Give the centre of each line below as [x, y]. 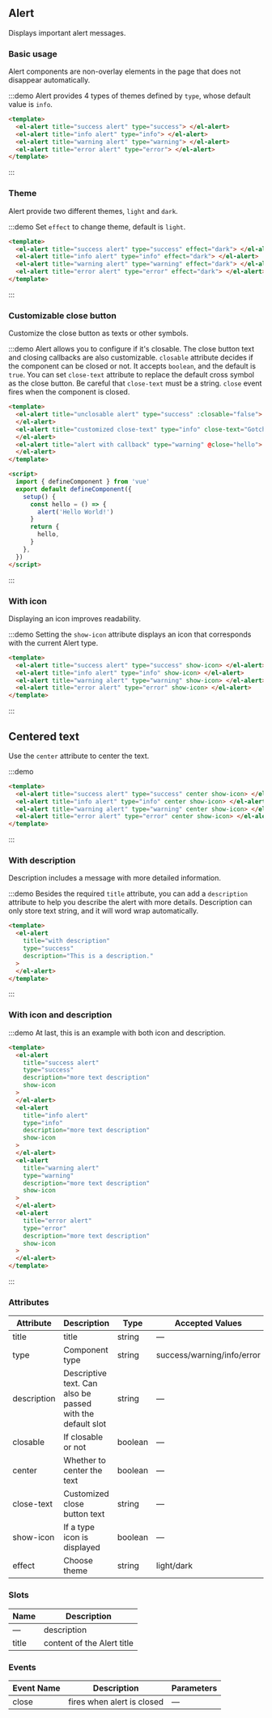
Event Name [36, 1688]
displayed [82, 1548]
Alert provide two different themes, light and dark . [93, 211]
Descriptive [85, 1374]
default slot [85, 1424]
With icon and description [60, 1015]
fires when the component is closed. [69, 392]
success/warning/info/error [208, 1355]
